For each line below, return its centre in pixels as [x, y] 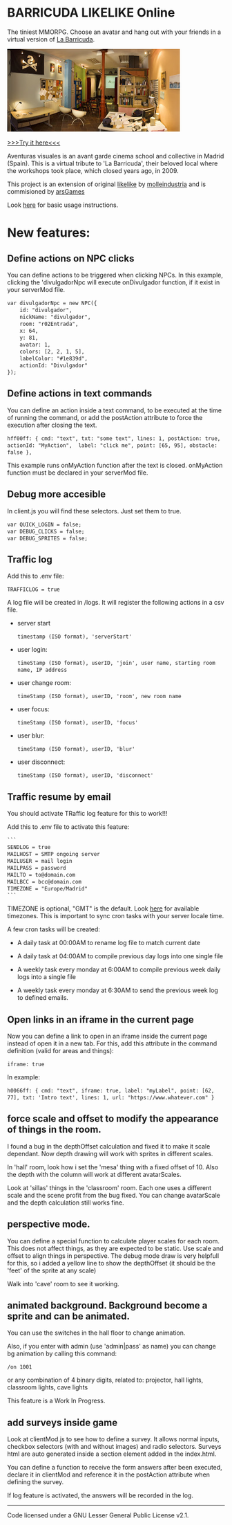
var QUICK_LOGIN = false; [44, 524]
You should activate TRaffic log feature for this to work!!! [87, 814]
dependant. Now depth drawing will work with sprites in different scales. [110, 1153]
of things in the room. [54, 1130]
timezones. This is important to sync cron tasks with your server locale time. [116, 916]
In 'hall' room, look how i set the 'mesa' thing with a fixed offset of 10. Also [113, 1167]
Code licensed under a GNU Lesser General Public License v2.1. [98, 1515]
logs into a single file [46, 977]
